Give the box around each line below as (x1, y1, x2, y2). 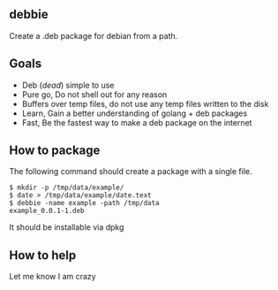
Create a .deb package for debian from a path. (9, 30, 178, 41)
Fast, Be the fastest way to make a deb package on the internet (21, 117, 252, 127)
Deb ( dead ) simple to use (21, 80, 115, 90)
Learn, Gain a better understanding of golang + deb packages (21, 108, 248, 118)
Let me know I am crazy (9, 271, 96, 282)
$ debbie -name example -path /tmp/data (9, 199, 161, 208)
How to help (9, 248, 77, 263)
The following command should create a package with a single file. (9, 166, 253, 177)
